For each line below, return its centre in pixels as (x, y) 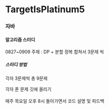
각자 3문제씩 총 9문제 (26, 78)
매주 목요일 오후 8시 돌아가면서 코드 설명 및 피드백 (55, 101)
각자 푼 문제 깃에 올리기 (29, 89)
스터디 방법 (16, 64)
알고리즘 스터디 (20, 39)
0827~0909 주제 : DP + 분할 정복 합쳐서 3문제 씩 (55, 52)
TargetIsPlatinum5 (45, 9)
